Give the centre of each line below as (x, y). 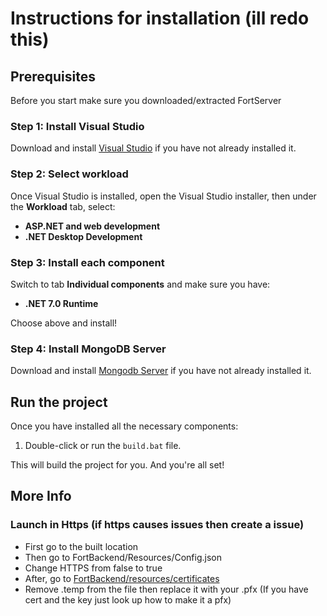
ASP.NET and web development (92, 226)
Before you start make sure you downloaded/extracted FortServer (146, 100)
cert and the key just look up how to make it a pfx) (128, 599)
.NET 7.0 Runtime (61, 303)
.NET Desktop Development (83, 236)
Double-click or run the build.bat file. (103, 445)
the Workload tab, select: (63, 206)
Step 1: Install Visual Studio (77, 126)
